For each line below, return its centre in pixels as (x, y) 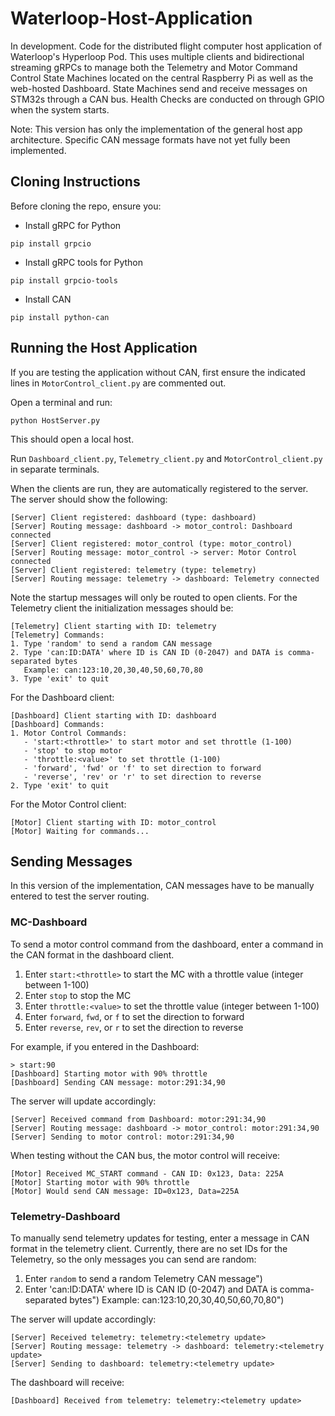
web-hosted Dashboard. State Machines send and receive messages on (159, 88)
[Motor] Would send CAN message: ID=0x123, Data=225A (125, 1191)
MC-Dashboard (49, 922)
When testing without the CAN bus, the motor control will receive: (145, 1155)
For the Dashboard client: (62, 697)
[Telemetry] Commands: (57, 635)
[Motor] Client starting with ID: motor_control (113, 822)
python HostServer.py (55, 420)
